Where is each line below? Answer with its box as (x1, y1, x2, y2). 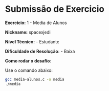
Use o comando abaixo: (5, 67, 53, 73)
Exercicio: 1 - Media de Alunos (5, 20, 67, 26)
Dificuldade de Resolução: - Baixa (5, 48, 75, 54)
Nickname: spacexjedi (5, 29, 51, 35)
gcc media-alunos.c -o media (5, 77, 65, 82)
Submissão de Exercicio (5, 3, 105, 15)
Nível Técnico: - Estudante (5, 38, 60, 45)
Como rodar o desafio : (5, 58, 51, 63)
